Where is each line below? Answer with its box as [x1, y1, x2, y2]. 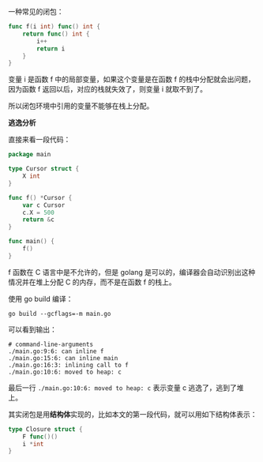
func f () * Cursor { [8, 193, 73, 201]
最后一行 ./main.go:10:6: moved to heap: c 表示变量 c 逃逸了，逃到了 [8, 382, 237, 393]
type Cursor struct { [8, 165, 80, 173]
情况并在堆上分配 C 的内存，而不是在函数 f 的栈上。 [8, 277, 176, 287]
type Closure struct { [8, 425, 83, 433]
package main [8, 151, 51, 159]
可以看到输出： [8, 325, 57, 334]
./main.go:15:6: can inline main [8, 354, 118, 362]
